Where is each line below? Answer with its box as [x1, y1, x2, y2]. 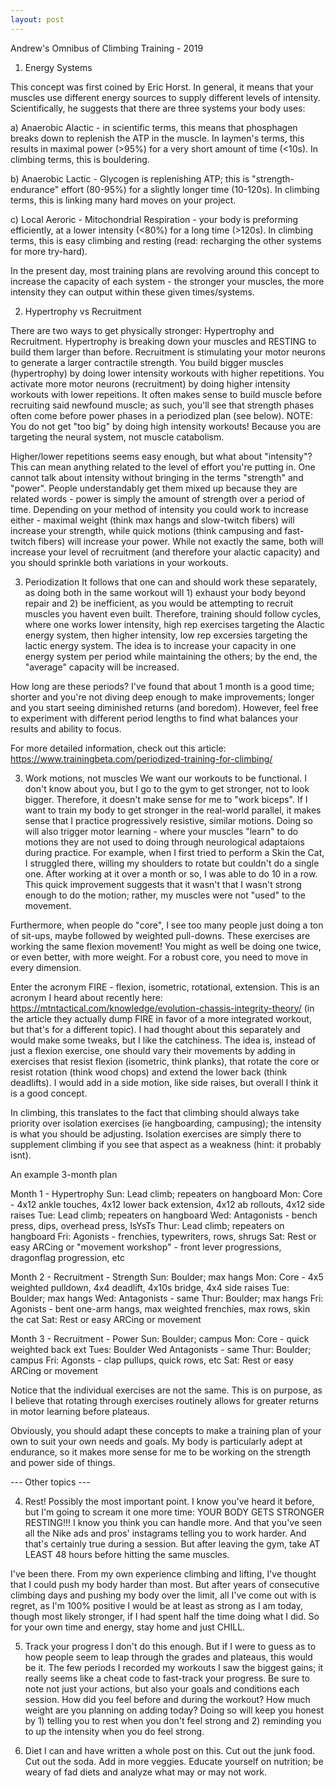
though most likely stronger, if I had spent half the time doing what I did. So [10, 1610, 320, 1622]
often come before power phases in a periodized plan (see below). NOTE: [10, 409, 313, 421]
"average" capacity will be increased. [24, 661, 180, 673]
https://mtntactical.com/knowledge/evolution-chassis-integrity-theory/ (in [10, 1002, 315, 1014]
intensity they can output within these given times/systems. [10, 286, 255, 298]
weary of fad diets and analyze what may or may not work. [24, 1766, 267, 1778]
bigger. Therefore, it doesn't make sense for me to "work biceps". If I [24, 793, 308, 805]
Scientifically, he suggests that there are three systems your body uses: [10, 102, 306, 114]
